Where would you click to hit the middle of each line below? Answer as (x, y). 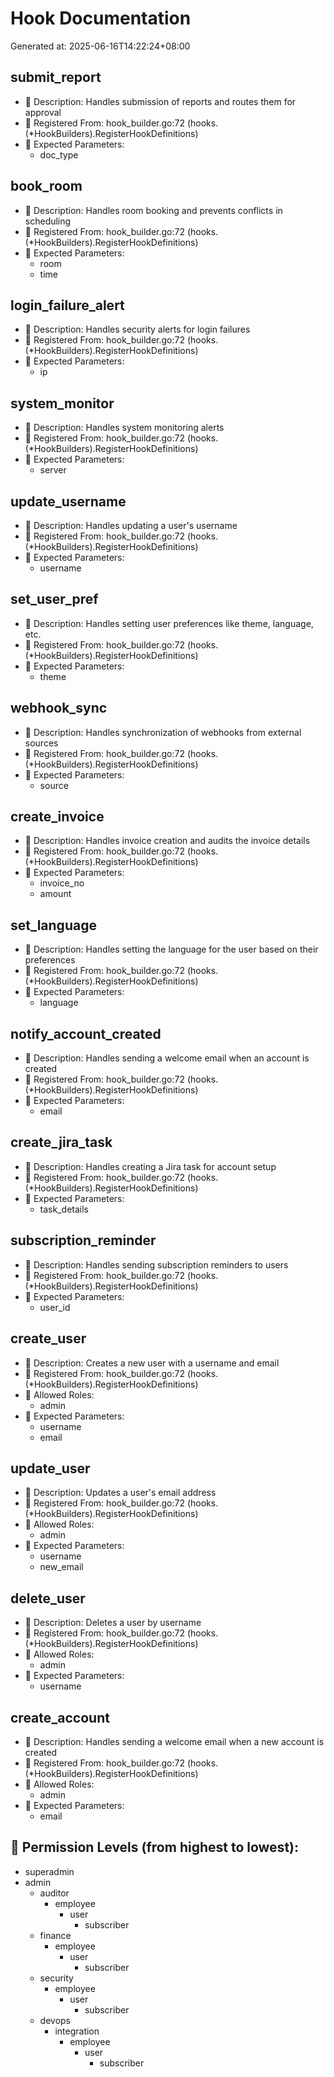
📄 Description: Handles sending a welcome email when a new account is (174, 1741)
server (53, 470)
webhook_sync (59, 708)
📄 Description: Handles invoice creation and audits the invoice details (167, 841)
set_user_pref (54, 599)
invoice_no (62, 883)
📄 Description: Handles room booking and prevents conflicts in (153, 210)
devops (55, 2020)
